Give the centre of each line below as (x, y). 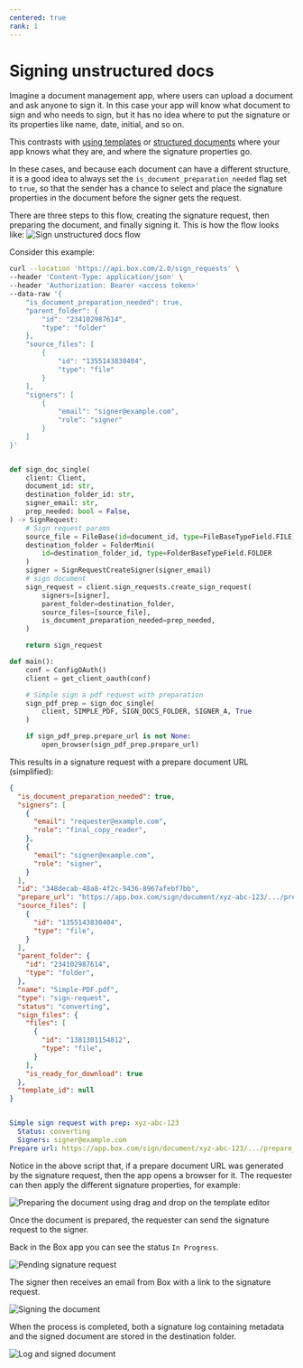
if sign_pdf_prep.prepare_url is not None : (109, 736)
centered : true (38, 18)
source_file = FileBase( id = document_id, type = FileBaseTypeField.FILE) (161, 537)
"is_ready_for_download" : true (84, 1073)
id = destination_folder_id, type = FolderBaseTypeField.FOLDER (157, 553)
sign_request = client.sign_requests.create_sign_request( (139, 587)
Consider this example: (52, 252)
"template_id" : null (56, 1091)
